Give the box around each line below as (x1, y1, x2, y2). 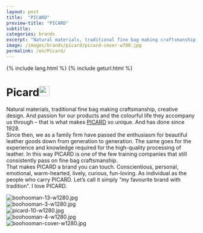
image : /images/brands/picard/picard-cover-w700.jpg (6, 43, 142, 49)
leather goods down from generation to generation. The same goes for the (6, 137, 192, 144)
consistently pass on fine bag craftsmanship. (6, 157, 118, 164)
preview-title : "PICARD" (6, 20, 69, 26)
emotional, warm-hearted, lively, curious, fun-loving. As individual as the (6, 169, 187, 176)
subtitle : (6, 25, 31, 32)
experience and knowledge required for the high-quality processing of (6, 144, 181, 151)
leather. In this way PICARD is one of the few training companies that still (6, 150, 187, 157)
